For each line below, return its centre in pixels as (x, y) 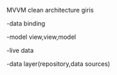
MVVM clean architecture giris (50, 10)
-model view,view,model (41, 37)
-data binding (26, 23)
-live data (20, 50)
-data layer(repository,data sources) (58, 64)
